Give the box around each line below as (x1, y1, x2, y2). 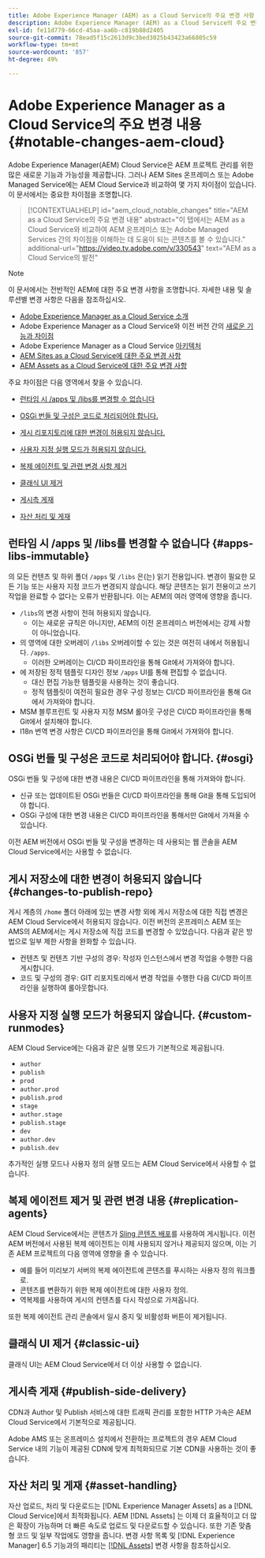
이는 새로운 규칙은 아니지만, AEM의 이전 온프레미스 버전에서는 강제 (31, 618, 237, 627)
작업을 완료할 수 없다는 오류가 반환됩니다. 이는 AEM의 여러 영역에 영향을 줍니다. (8, 591, 252, 600)
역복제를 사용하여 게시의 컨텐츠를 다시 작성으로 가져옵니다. (19, 1295, 200, 1304)
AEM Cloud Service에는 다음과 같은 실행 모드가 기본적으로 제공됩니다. (8, 1043, 225, 1053)
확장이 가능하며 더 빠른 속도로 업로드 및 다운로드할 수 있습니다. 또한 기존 (16, 1521, 237, 1530)
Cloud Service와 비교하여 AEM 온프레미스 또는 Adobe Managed (27, 224, 229, 234)
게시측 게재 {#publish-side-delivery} (8, 1385, 187, 1399)
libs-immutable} (8, 550, 90, 563)
